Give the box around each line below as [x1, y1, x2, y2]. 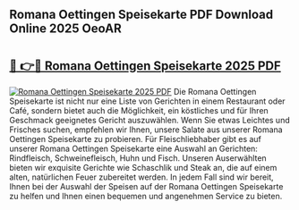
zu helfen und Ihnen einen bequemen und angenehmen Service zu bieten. [9, 191, 283, 201]
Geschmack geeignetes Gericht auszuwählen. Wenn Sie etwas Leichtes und [9, 115, 290, 125]
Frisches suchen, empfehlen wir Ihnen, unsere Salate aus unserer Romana [9, 124, 284, 135]
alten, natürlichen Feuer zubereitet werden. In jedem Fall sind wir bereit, [9, 172, 275, 182]
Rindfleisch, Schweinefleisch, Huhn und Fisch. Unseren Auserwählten [9, 153, 267, 164]
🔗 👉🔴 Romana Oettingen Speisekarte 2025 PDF [9, 58, 282, 73]
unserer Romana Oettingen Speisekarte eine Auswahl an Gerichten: [9, 143, 258, 154]
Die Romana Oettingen [173, 87, 257, 97]
